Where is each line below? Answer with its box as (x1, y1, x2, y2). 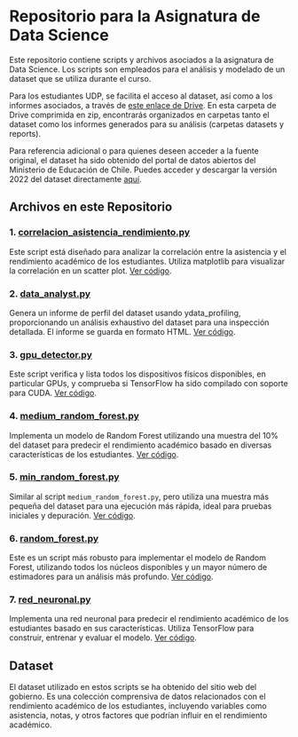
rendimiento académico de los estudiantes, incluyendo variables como (9, 701, 268, 711)
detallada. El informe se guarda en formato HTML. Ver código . (9, 326, 236, 337)
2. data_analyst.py (9, 287, 91, 299)
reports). (9, 128, 42, 139)
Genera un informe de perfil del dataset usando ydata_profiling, (9, 307, 241, 318)
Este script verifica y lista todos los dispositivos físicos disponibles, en (9, 368, 266, 379)
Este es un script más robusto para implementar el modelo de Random (9, 552, 266, 563)
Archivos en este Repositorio (9, 200, 173, 215)
